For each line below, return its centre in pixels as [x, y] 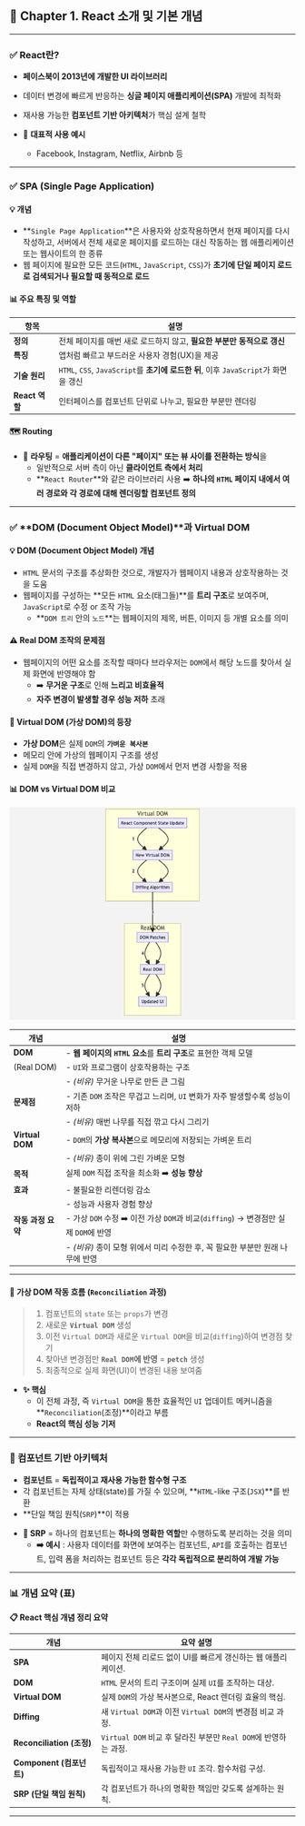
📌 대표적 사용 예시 [54, 134]
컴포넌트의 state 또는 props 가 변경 [107, 1314]
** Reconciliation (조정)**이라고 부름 [103, 1413]
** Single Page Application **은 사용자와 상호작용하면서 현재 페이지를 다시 [156, 231]
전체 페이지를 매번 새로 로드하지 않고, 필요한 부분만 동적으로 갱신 [172, 341]
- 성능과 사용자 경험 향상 [109, 1204]
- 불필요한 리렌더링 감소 [108, 1189]
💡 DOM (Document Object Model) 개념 [82, 551]
